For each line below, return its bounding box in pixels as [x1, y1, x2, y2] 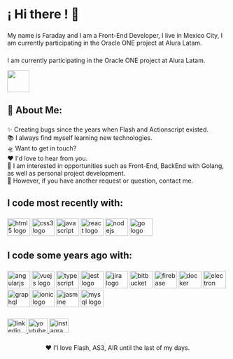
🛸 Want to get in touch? [7, 144, 77, 153]
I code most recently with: [7, 197, 124, 209]
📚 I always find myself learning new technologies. [7, 134, 153, 142]
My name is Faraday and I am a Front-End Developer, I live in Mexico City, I [7, 31, 223, 40]
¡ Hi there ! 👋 [7, 6, 80, 22]
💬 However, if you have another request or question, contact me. [7, 176, 194, 185]
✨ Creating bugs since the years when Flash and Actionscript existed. [7, 125, 209, 134]
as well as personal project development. [7, 169, 126, 178]
